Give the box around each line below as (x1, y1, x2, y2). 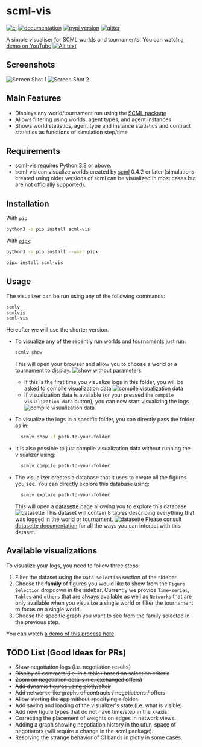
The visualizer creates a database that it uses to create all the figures (14, 473, 187, 481)
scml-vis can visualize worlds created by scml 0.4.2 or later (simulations (14, 168, 195, 175)
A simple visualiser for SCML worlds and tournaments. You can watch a (6, 36, 184, 43)
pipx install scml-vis (6, 259, 63, 266)
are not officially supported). (14, 181, 86, 188)
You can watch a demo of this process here (6, 630, 115, 637)
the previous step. (14, 618, 60, 625)
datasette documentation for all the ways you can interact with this (14, 522, 181, 529)
